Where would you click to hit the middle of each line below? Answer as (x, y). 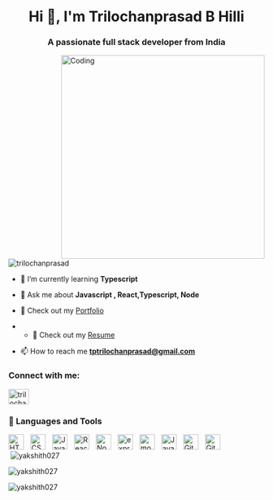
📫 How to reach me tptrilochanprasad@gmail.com (108, 351)
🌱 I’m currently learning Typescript (79, 279)
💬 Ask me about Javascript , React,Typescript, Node (110, 295)
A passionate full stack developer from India (136, 42)
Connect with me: (44, 375)
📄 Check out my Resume (74, 335)
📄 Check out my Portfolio (62, 311)
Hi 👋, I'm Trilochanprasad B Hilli (136, 17)
